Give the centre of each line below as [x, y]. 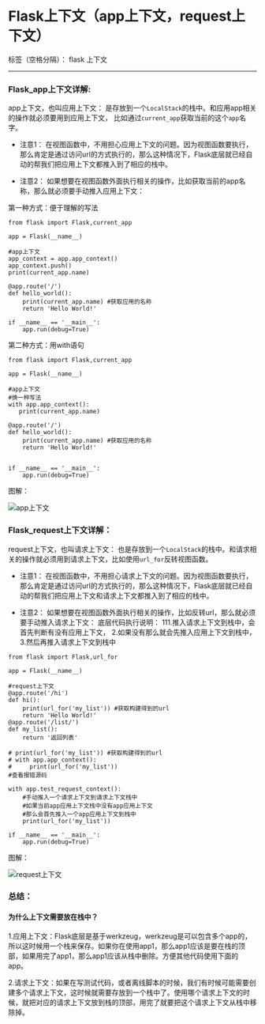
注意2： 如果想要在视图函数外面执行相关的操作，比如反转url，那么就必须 [138, 612]
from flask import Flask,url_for [63, 657]
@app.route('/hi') [38, 693]
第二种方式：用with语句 [46, 346]
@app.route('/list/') [44, 722]
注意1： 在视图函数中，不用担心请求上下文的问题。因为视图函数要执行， [136, 576]
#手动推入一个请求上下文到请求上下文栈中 [80, 797]
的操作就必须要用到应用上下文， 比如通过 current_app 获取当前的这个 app [124, 118]
